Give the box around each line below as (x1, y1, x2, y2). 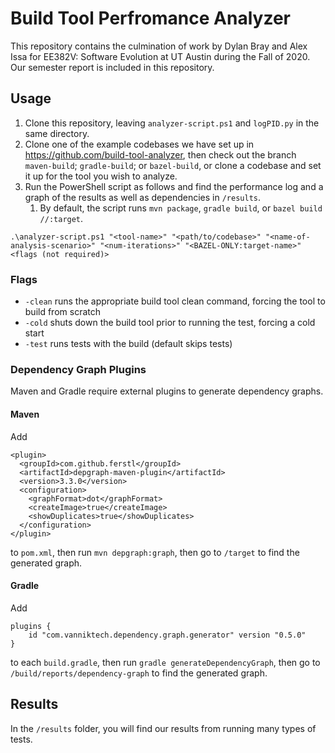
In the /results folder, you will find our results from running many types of (10, 722, 317, 734)
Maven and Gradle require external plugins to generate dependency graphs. (10, 385, 324, 397)
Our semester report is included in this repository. (10, 61, 215, 73)
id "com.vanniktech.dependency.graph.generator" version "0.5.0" (28, 630, 307, 640)
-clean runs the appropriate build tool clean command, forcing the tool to (24, 295, 326, 307)
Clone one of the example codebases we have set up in (24, 138, 255, 150)
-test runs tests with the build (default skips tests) (24, 338, 233, 350)
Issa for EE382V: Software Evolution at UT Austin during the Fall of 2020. (10, 50, 311, 62)
